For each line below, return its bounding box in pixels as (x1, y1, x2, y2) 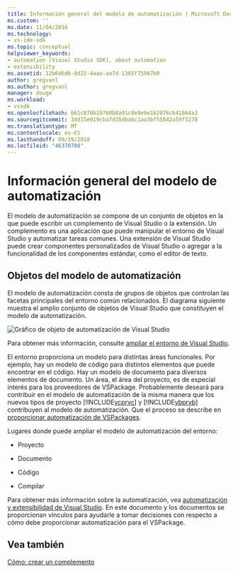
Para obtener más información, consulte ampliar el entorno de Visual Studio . (7, 339, 230, 347)
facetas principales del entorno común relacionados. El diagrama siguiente (7, 296, 225, 305)
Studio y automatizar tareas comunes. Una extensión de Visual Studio (7, 234, 211, 243)
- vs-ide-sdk (7, 37, 46, 44)
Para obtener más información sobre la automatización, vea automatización (7, 495, 228, 504)
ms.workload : (7, 97, 46, 104)
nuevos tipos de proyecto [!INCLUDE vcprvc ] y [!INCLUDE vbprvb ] (7, 398, 198, 406)
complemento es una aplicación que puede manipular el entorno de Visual (7, 227, 225, 235)
